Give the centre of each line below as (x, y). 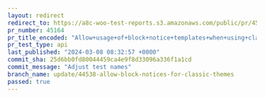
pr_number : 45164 (36, 30)
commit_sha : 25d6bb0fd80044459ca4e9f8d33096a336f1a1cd (100, 60)
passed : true (29, 81)
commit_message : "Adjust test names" (70, 67)
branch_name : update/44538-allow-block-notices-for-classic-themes (121, 74)
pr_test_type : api (38, 45)
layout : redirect (36, 15)
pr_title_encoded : (38, 38)
